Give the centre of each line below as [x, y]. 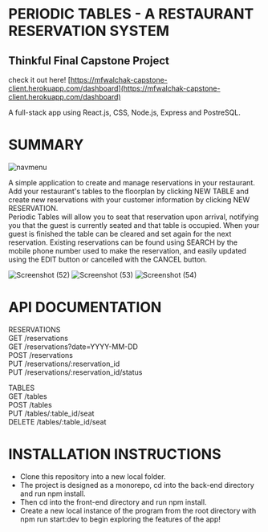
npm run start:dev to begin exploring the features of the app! [120, 519]
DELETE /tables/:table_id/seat [57, 421]
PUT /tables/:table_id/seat [51, 413]
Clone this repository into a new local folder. [93, 476]
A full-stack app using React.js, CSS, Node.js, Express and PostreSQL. [124, 112]
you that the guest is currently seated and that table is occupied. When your [134, 225]
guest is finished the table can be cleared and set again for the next [120, 234]
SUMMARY [46, 145]
